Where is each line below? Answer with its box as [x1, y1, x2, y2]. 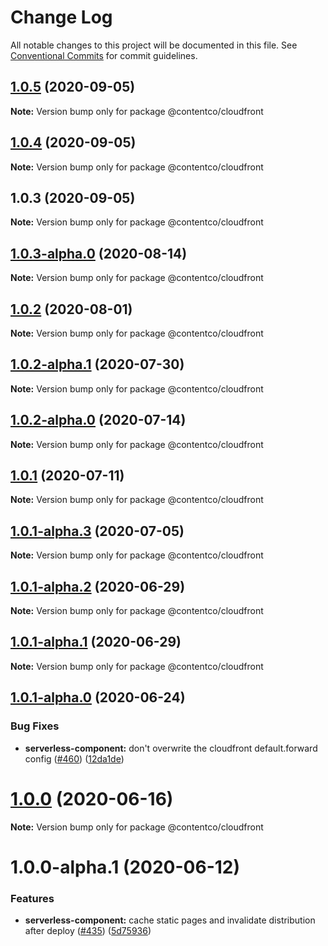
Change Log [10, 6, 113, 29]
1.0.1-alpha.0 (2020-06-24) [10, 689, 186, 706]
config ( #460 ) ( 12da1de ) [24, 752, 125, 765]
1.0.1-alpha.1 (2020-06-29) [10, 634, 182, 651]
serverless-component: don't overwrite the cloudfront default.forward [24, 742, 318, 754]
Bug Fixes [10, 719, 60, 733]
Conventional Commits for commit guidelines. [10, 49, 198, 61]
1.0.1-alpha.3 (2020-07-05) [10, 522, 185, 540]
